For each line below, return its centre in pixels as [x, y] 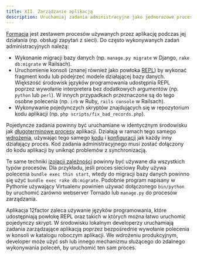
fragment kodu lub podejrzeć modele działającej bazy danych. [90, 76]
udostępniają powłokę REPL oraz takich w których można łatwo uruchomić [96, 216]
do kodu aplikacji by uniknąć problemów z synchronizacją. [77, 150]
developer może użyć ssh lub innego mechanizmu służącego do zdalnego [96, 241]
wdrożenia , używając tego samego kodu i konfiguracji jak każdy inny [89, 137]
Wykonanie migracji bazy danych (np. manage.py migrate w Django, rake [102, 58]
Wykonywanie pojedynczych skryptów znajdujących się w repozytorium [102, 107]
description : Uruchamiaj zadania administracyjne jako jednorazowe [90, 17]
